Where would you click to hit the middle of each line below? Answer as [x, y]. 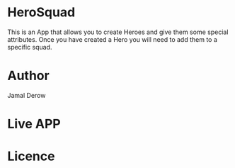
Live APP [34, 124]
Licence [31, 156]
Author [28, 76]
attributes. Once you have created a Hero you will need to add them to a [113, 39]
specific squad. [30, 47]
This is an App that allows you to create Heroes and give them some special [118, 32]
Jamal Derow [27, 95]
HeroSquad [41, 12]
